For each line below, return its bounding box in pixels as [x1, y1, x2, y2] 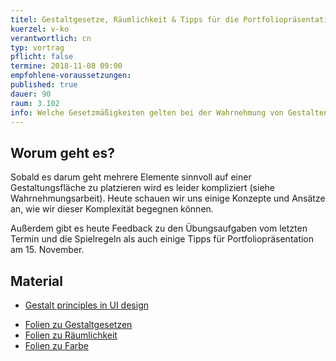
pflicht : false [10, 52, 74, 62]
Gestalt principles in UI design [24, 299, 149, 311]
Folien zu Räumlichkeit [24, 329, 118, 341]
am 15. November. [10, 244, 85, 256]
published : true [10, 80, 78, 90]
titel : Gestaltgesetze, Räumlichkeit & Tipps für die [10, 14, 240, 25]
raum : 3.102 [10, 98, 60, 108]
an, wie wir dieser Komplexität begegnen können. [10, 203, 214, 215]
